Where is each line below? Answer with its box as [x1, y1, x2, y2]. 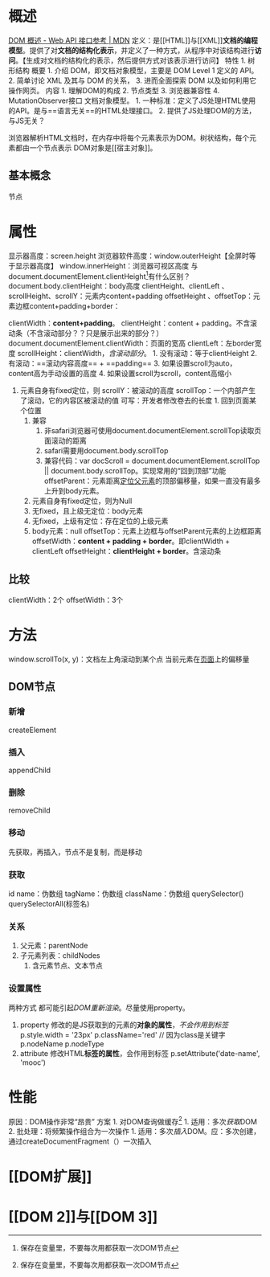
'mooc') [19, 1058, 47, 1067]
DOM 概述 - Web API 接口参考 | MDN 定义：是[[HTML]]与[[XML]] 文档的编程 [8, 35, 259, 45]
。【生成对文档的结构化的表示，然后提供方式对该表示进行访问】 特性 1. [15, 55, 247, 65]
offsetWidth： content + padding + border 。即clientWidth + [31, 536, 231, 546]
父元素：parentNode [19, 941, 88, 951]
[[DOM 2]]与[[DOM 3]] [8, 1207, 158, 1226]
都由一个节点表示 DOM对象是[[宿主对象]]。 [14, 142, 157, 153]
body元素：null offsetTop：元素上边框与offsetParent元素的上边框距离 [31, 526, 262, 536]
